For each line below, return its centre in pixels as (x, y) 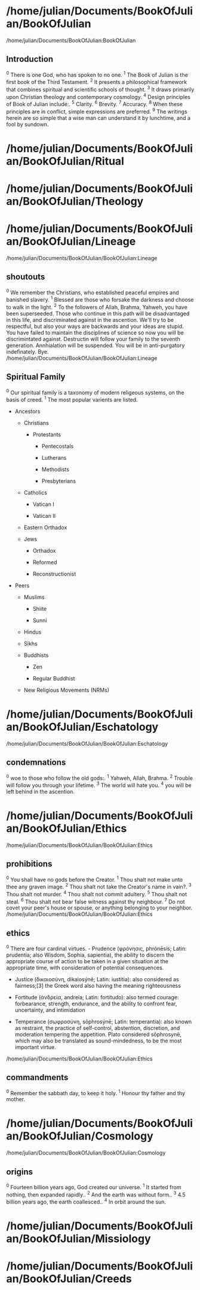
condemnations (36, 762)
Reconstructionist (54, 574)
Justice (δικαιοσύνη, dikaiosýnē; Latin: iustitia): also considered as (97, 979)
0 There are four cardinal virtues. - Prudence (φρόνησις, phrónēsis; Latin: (96, 948)
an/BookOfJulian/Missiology (79, 1239)
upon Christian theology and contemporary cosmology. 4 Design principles (99, 96)
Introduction (30, 59)
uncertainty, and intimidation (50, 1010)
